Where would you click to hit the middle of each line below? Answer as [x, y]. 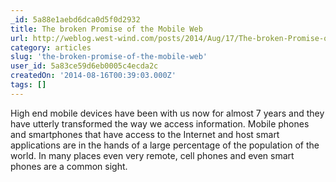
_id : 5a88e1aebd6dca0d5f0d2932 [75, 19]
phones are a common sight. [69, 166]
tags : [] [28, 85]
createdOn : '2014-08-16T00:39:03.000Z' [93, 76]
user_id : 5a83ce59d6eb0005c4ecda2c [84, 66]
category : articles [51, 47]
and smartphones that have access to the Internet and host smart [145, 134]
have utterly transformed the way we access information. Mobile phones [160, 123]
